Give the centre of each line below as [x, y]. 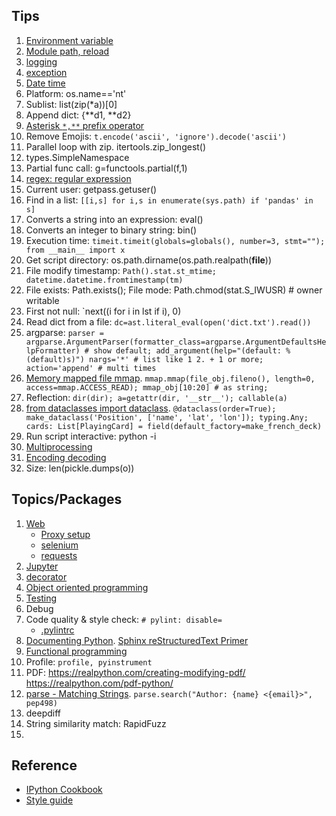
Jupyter [42, 566]
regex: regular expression [78, 178]
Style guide [49, 800]
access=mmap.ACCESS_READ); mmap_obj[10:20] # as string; [147, 387]
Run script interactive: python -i [91, 436]
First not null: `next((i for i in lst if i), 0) [103, 311]
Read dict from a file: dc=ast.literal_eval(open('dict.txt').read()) [168, 321]
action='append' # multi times [91, 368]
